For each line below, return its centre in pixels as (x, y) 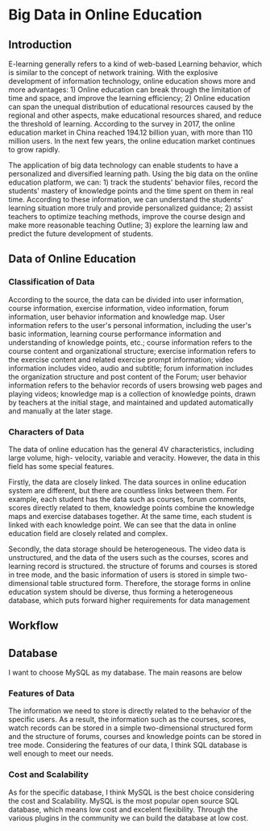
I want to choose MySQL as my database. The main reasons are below (125, 673)
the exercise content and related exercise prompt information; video (121, 359)
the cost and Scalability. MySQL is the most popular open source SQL (124, 800)
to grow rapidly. (34, 150)
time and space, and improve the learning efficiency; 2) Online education (129, 98)
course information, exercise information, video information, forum (119, 308)
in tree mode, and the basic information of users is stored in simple (120, 575)
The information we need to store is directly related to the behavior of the (130, 711)
